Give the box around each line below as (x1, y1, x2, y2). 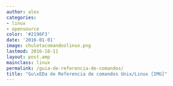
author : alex (6, 8, 40, 15)
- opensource (6, 25, 40, 32)
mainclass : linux (6, 59, 51, 65)
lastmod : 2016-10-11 (6, 48, 59, 55)
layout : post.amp (6, 54, 51, 60)
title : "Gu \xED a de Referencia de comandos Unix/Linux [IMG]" (6, 71, 168, 77)
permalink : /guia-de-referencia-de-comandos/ (6, 65, 124, 71)
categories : (6, 15, 37, 21)
